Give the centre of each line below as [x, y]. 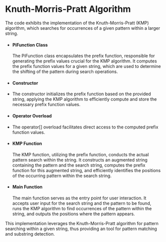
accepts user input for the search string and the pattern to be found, [82, 203]
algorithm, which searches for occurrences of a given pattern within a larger [83, 28]
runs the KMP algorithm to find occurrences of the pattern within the [82, 208]
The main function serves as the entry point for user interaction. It [79, 198]
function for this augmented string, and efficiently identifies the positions [86, 170]
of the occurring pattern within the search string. [62, 176]
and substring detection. [30, 234]
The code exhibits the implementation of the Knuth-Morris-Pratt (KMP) [77, 23]
